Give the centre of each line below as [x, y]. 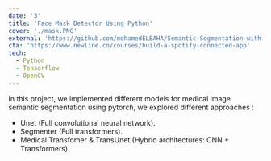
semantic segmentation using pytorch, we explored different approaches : [131, 107]
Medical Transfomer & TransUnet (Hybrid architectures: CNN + [125, 140]
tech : [17, 53]
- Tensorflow [38, 68]
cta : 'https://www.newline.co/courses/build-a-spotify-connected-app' [129, 46]
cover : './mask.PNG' [43, 31]
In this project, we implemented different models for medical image [120, 98]
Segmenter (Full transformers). [71, 131]
